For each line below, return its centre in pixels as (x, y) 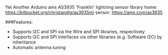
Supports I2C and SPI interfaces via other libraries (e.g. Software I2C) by (87, 37)
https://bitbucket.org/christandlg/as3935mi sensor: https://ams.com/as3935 (84, 12)
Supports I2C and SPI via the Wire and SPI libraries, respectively (78, 31)
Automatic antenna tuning (39, 47)
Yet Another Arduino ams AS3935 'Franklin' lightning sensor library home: (81, 7)
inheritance (24, 42)
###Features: (19, 22)
